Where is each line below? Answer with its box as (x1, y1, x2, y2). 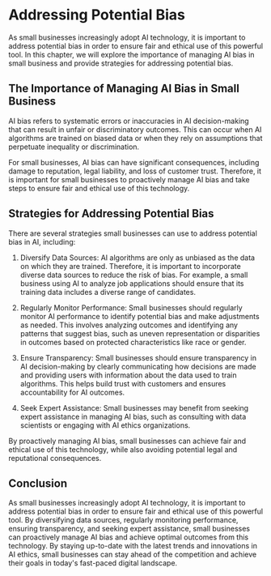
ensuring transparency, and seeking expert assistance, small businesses (8, 524, 251, 534)
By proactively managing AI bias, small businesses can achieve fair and (8, 436, 247, 446)
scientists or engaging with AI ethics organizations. (19, 420, 191, 430)
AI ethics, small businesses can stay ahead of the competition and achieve (8, 549, 257, 560)
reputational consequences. (8, 453, 102, 463)
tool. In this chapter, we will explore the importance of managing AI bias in (8, 49, 255, 59)
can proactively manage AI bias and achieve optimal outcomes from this (8, 532, 249, 542)
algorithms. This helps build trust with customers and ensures (19, 378, 227, 388)
